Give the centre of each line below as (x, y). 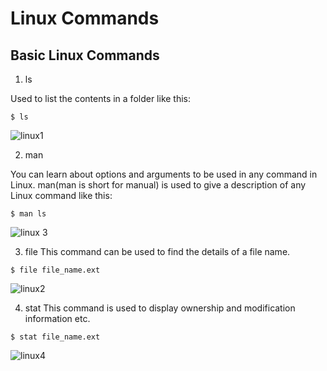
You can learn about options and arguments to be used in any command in (164, 174)
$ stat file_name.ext (55, 337)
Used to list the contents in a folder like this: (101, 98)
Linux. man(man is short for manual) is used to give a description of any (158, 185)
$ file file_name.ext (55, 270)
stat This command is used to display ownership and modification (160, 308)
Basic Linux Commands (85, 55)
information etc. (57, 318)
